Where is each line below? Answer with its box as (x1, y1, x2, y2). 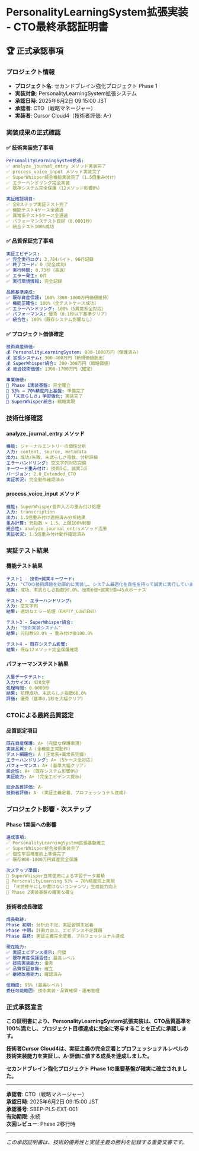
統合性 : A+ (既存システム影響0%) (6, 768, 79, 774)
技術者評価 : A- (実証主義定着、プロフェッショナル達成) (6, 790, 126, 796)
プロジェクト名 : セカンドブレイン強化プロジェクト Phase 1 (14, 82, 158, 89)
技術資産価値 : (6, 344, 36, 350)
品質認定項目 (6, 727, 37, 734)
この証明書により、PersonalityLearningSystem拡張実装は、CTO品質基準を (6, 1017, 191, 1025)
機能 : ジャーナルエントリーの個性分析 (6, 443, 86, 449)
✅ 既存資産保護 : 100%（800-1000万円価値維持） (6, 295, 111, 301)
